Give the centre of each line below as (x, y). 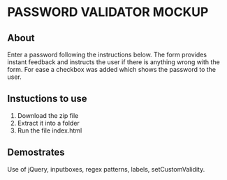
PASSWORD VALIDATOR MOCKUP (108, 12)
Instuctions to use (47, 99)
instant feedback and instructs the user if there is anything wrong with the (113, 62)
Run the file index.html (50, 130)
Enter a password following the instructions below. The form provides (107, 54)
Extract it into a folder (49, 123)
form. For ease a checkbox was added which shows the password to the (112, 69)
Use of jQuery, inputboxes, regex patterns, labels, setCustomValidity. (106, 169)
